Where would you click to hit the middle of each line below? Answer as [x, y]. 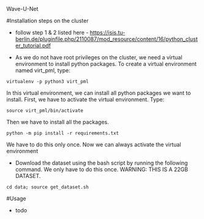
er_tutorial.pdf [33, 46]
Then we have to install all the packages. [58, 122]
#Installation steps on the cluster [47, 20]
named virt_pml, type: [43, 70]
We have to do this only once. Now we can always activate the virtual [94, 144]
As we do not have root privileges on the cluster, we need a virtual [99, 57]
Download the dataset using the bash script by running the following [101, 163]
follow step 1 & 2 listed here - [52, 32]
